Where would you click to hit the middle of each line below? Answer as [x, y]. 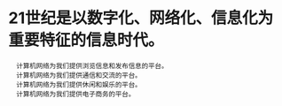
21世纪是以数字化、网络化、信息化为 [141, 18]
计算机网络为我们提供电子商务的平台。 [76, 94]
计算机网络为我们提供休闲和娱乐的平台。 [79, 85]
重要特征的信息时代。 [86, 40]
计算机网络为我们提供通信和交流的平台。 [79, 75]
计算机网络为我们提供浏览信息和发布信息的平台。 [92, 66]
